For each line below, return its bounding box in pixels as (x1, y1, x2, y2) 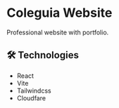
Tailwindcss (16, 86, 51, 95)
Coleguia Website (6, 5, 113, 21)
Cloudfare (16, 93, 46, 102)
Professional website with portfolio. (6, 28, 109, 36)
